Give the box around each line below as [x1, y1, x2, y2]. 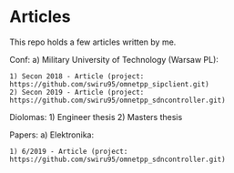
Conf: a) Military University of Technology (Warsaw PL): [9, 54, 219, 65]
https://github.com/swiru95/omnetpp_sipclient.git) [9, 79, 209, 88]
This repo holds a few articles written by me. [9, 36, 177, 47]
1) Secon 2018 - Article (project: [9, 71, 145, 81]
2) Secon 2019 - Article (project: [9, 87, 145, 97]
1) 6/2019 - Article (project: [9, 147, 128, 156]
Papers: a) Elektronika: [9, 129, 94, 140]
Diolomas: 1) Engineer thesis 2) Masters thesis [9, 111, 183, 122]
